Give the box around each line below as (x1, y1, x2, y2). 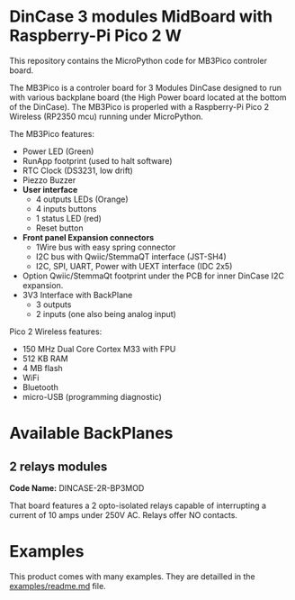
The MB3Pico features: (9, 128, 94, 139)
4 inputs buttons (35, 203, 97, 214)
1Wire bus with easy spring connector (35, 241, 176, 252)
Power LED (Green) (22, 146, 94, 157)
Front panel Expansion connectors (22, 232, 155, 242)
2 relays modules (9, 459, 108, 474)
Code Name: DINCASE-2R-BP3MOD (9, 482, 145, 493)
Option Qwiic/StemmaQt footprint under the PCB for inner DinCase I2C (22, 270, 285, 281)
